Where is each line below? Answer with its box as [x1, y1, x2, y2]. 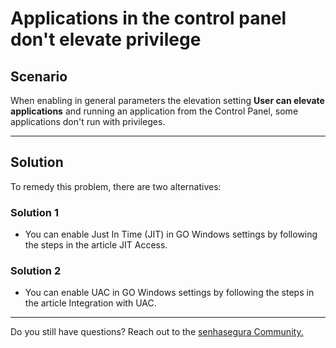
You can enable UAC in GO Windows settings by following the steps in [24, 287, 315, 299]
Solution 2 [10, 264, 62, 278]
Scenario [10, 68, 68, 85]
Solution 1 [10, 205, 59, 219]
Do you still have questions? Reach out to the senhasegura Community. [10, 326, 304, 338]
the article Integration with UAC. [24, 297, 157, 309]
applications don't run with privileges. [10, 116, 166, 127]
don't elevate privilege [10, 28, 202, 51]
